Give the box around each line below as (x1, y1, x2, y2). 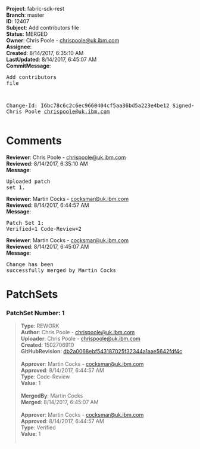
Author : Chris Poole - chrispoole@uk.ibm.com (20, 329, 135, 336)
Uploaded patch (6, 178, 51, 185)
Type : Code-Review (20, 373, 70, 380)
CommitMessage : (6, 62, 51, 69)
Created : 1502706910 (20, 341, 74, 349)
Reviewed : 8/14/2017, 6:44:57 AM (6, 201, 89, 209)
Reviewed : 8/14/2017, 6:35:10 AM (6, 160, 88, 167)
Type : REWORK (20, 322, 60, 329)
